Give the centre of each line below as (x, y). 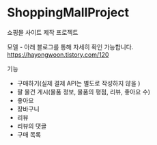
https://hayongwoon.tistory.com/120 (58, 54)
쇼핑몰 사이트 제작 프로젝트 (43, 32)
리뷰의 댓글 (32, 126)
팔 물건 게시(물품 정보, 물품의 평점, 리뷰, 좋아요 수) (84, 92)
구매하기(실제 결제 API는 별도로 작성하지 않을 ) (78, 83)
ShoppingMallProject (68, 13)
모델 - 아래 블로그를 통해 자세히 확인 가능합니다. (70, 47)
